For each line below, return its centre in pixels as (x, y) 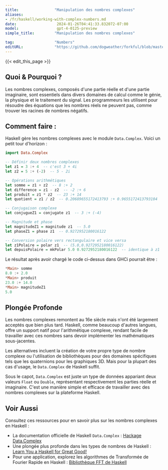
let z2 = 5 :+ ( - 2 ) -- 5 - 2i (38, 171)
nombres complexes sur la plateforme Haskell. (53, 393)
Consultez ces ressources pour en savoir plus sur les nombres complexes (81, 421)
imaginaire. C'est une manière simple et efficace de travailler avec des (77, 387)
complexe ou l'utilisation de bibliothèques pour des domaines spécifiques (81, 356)
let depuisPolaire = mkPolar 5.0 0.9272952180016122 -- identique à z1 (82, 250)
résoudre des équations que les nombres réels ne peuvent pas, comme (78, 105)
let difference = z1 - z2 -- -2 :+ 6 (45, 190)
